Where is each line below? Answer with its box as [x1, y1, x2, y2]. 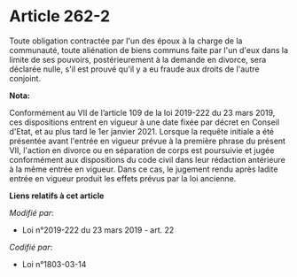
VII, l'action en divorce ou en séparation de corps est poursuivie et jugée [9, 144, 275, 156]
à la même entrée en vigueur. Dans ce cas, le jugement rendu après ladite [9, 164, 278, 174]
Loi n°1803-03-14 [21, 258, 87, 269]
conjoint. [9, 73, 42, 83]
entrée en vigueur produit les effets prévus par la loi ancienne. [9, 173, 237, 183]
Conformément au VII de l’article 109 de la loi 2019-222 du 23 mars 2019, [9, 107, 276, 118]
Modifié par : [9, 207, 55, 218]
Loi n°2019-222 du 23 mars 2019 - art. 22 [21, 224, 175, 235]
